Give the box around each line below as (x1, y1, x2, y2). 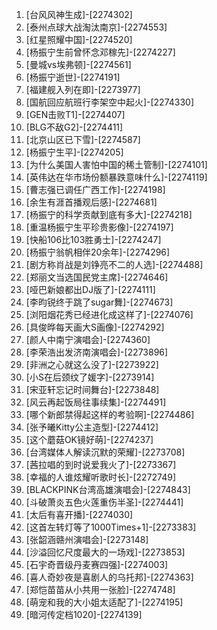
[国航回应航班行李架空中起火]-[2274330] (25, 96, 195, 108)
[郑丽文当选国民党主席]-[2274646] (25, 271, 169, 283)
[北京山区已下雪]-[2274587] (25, 134, 141, 145)
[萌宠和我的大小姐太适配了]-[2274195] (25, 596, 184, 608)
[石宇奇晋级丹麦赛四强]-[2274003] (25, 559, 169, 570)
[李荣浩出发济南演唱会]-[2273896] (25, 346, 169, 358)
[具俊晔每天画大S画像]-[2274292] (25, 321, 165, 333)
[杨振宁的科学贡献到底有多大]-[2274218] (25, 209, 193, 220)
